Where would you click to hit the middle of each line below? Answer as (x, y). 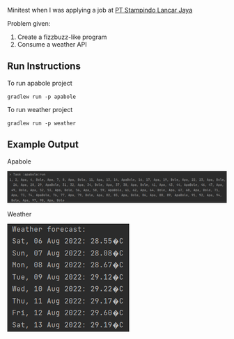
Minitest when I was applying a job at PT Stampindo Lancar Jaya (100, 10)
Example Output (43, 144)
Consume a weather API (52, 44)
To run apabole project (40, 83)
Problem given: (29, 23)
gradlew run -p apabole (42, 97)
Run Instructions (44, 66)
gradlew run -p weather (42, 123)
